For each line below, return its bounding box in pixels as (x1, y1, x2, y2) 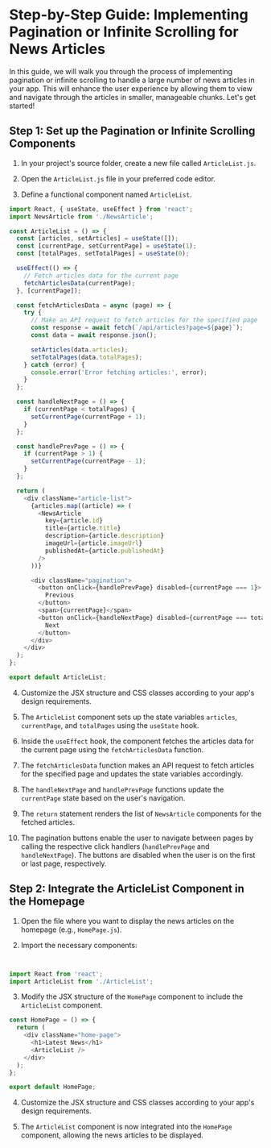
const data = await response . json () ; (30, 331, 158, 339)
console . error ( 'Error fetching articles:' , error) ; (30, 368, 207, 376)
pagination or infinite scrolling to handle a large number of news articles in (9, 75, 256, 85)
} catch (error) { (23, 360, 85, 368)
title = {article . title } (44, 524, 121, 533)
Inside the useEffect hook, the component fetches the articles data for (20, 736, 254, 746)
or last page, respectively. (20, 859, 107, 868)
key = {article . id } (44, 517, 104, 525)
